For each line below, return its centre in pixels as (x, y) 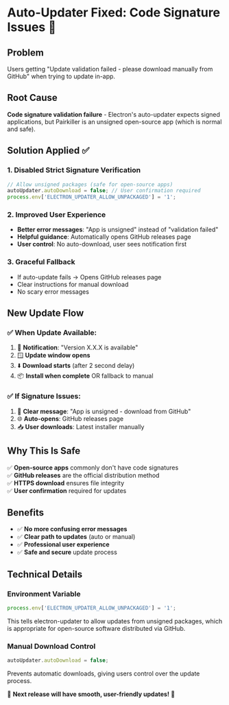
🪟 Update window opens (53, 356)
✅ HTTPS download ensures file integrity (66, 483)
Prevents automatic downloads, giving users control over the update (104, 673)
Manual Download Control (51, 646)
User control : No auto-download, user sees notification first (102, 244)
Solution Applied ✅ (48, 151)
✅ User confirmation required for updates (67, 490)
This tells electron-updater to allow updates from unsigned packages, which (115, 621)
